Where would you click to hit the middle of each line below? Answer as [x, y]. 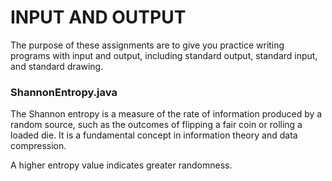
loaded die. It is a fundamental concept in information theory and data [154, 135]
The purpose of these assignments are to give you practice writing [147, 45]
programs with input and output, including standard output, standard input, [164, 55]
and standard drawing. [57, 66]
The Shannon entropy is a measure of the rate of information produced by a [166, 114]
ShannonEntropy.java [64, 92]
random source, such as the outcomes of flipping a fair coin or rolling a [156, 125]
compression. [38, 146]
